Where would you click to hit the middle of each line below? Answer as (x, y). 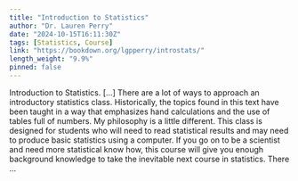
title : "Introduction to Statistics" (79, 17)
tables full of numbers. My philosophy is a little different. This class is (136, 120)
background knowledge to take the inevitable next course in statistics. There (149, 159)
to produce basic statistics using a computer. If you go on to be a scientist (145, 140)
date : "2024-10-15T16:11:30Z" (65, 34)
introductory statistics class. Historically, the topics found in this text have (145, 102)
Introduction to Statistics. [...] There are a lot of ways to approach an (134, 92)
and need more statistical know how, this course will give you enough (137, 149)
